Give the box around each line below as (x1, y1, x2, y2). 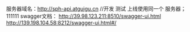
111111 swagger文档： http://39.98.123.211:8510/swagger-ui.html (6, 12, 161, 20)
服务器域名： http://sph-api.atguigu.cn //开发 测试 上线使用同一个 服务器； (6, 5, 186, 12)
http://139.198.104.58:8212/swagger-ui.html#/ (6, 20, 117, 26)
